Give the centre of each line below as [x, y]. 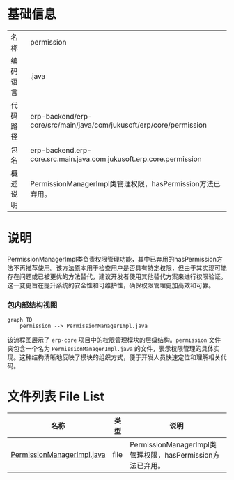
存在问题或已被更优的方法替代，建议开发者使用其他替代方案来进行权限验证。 [117, 276]
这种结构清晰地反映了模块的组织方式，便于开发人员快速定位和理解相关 [120, 357]
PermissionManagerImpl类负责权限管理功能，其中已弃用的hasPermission [112, 259]
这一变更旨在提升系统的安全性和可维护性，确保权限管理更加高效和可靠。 [111, 285]
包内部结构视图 [32, 305]
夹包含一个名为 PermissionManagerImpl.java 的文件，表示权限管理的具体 [111, 349]
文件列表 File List [56, 397]
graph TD [20, 320]
